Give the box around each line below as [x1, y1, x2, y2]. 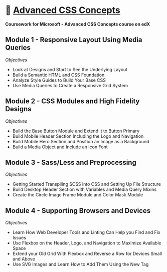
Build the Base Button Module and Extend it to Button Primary [12, 128, 139, 134]
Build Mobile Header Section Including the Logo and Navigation [12, 133, 144, 139]
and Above [12, 256, 35, 262]
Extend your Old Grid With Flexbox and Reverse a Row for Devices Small [12, 250, 162, 257]
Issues [12, 235, 27, 241]
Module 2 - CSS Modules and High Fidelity [5, 97, 140, 106]
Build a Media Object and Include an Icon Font [12, 144, 108, 150]
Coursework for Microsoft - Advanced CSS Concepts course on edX [5, 21, 150, 27]
